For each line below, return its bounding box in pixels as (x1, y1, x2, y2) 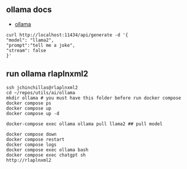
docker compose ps (6, 100, 51, 106)
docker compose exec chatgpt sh (6, 152, 86, 158)
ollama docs (6, 5, 52, 15)
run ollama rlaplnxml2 (6, 69, 89, 79)
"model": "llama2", (6, 37, 54, 43)
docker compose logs (6, 142, 57, 148)
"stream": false (6, 47, 46, 53)
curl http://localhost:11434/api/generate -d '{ (6, 32, 128, 38)
